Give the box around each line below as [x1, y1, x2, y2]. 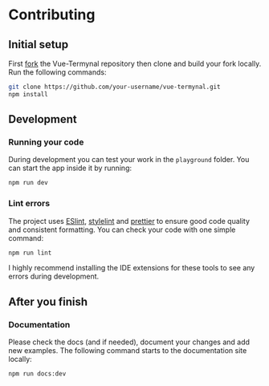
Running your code [8, 136, 84, 148]
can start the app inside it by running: [8, 163, 132, 173]
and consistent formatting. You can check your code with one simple [8, 225, 236, 234]
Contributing [8, 6, 96, 24]
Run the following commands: [8, 67, 107, 77]
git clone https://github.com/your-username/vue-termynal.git [8, 83, 221, 91]
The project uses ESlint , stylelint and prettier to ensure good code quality [8, 216, 251, 226]
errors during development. [8, 271, 100, 282]
